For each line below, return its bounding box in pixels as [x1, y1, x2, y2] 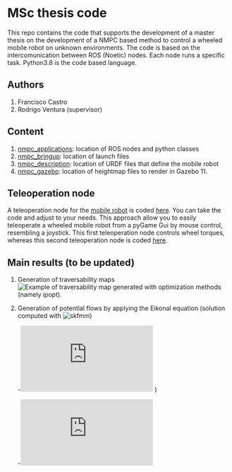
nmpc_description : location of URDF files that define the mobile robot [17, 159, 219, 167]
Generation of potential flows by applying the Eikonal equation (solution [17, 304, 226, 312]
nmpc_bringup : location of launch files [17, 152, 130, 160]
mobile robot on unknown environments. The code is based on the [7, 43, 201, 52]
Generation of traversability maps [17, 276, 115, 284]
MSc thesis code [7, 5, 107, 21]
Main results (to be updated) [7, 256, 135, 269]
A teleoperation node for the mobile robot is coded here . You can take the [7, 206, 221, 215]
